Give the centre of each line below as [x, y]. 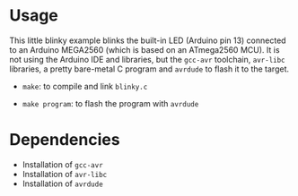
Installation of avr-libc [65, 174]
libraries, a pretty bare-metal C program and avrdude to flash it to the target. [149, 69]
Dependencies [65, 140]
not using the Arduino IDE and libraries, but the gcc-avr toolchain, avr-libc [147, 59]
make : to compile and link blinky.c [85, 86]
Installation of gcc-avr [62, 164]
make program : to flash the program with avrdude [110, 103]
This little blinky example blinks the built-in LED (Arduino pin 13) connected [148, 40]
